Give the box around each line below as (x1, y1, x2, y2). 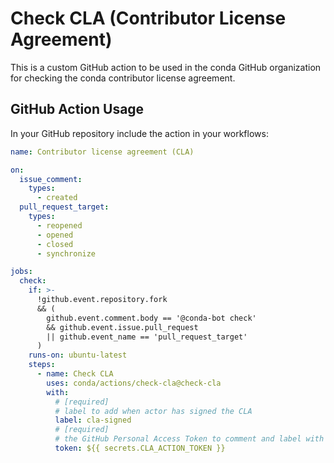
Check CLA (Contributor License (10, 7, 287, 30)
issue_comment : (19, 174, 83, 184)
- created (36, 193, 78, 203)
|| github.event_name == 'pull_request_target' (46, 332, 248, 342)
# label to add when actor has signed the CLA (54, 406, 253, 416)
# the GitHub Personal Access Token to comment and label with (54, 434, 325, 444)
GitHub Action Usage (10, 101, 145, 118)
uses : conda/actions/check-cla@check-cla (46, 378, 222, 388)
